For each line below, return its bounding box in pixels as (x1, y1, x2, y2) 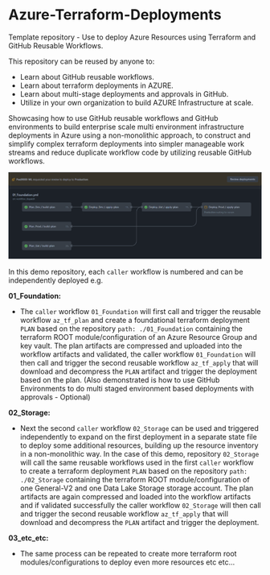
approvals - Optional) (19, 392, 91, 402)
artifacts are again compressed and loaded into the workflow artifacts (19, 491, 252, 501)
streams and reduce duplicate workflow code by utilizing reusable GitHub (8, 147, 252, 157)
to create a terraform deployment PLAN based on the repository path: (19, 465, 247, 476)
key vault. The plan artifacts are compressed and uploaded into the (19, 341, 243, 350)
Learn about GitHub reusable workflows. (19, 72, 154, 81)
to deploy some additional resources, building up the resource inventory (19, 441, 259, 450)
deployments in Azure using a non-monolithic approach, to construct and (8, 130, 251, 140)
